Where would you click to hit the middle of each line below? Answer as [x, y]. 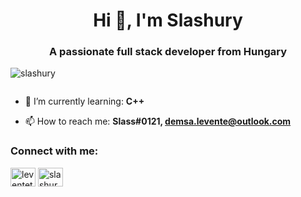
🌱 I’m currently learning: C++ [84, 101]
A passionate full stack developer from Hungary [168, 52]
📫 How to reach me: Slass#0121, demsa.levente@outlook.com [158, 121]
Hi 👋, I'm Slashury [168, 20]
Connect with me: [54, 151]
